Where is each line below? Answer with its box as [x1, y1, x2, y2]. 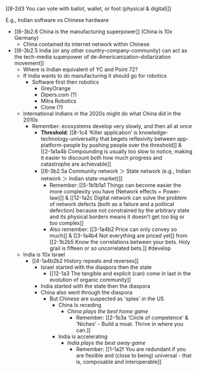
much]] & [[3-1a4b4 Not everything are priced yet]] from [49, 232, 188, 239]
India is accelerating [58, 333, 108, 340]
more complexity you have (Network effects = [49, 188, 162, 195]
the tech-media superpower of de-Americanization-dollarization [14, 53, 171, 60]
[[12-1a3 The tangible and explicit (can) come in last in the [49, 270, 191, 277]
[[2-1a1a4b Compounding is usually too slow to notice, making [40, 148, 193, 155]
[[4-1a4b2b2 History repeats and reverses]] [31, 258, 139, 264]
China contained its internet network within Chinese [23, 41, 150, 47]
